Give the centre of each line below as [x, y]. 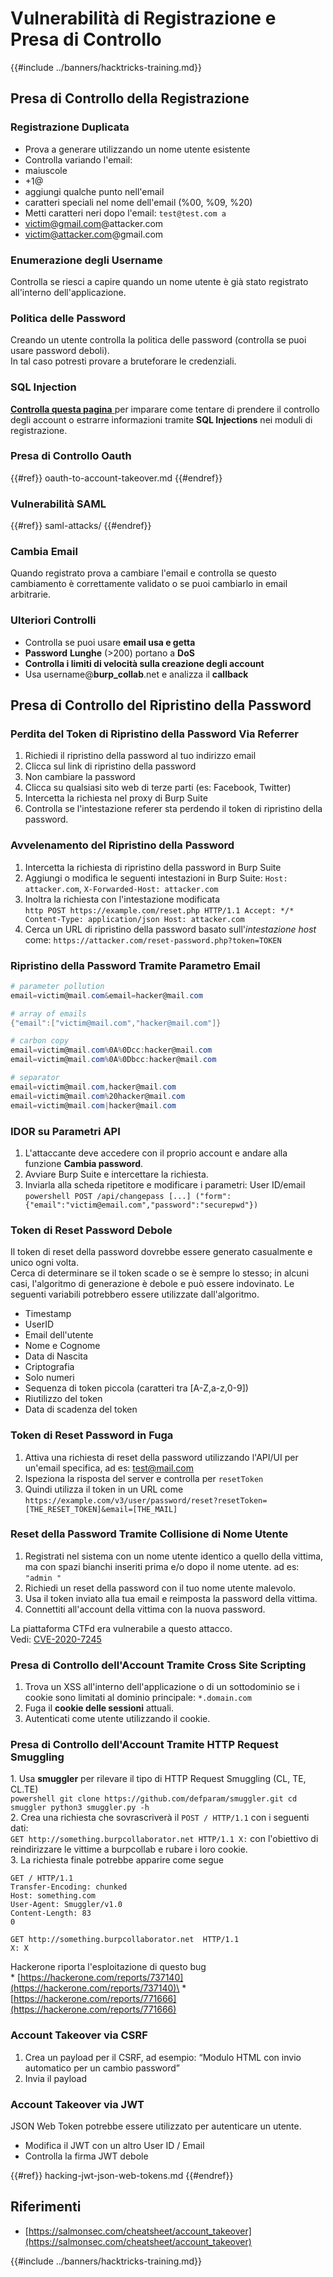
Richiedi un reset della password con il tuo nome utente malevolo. [160, 1588]
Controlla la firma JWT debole [86, 2156]
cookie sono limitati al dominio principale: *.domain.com [138, 1698]
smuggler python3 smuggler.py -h [80, 1808]
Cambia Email [44, 552]
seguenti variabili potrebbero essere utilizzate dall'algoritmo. [135, 1294]
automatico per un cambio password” [102, 2068]
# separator [35, 1078]
